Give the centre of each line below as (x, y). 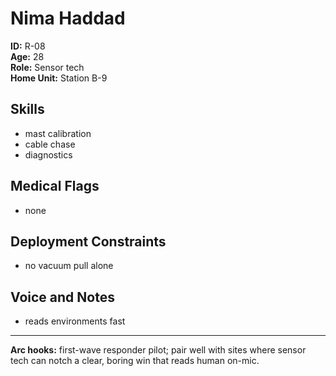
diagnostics (48, 154)
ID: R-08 (28, 46)
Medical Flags (55, 186)
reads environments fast (75, 321)
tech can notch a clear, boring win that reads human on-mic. (135, 361)
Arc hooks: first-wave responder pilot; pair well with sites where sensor (158, 350)
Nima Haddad (68, 18)
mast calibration (58, 133)
